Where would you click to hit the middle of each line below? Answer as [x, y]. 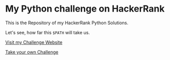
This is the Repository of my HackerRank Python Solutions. [67, 23]
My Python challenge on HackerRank [85, 9]
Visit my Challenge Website [34, 42]
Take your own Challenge [32, 52]
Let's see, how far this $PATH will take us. [48, 32]
